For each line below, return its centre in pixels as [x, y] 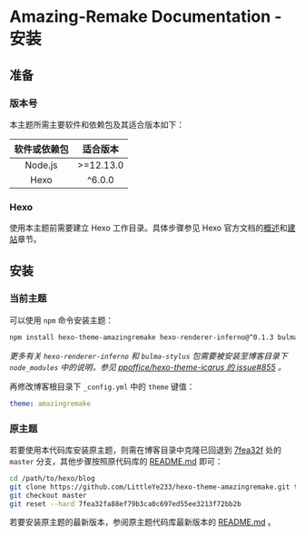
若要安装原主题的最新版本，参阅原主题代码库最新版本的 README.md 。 [143, 522]
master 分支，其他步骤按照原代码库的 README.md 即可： [116, 461]
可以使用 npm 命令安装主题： [62, 320]
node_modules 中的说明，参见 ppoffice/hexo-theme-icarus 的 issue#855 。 [148, 367]
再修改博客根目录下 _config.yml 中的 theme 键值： [102, 386]
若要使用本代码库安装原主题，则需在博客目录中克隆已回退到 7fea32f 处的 [146, 450]
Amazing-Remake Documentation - [146, 17]
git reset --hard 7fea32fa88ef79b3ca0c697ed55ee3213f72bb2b [126, 504]
